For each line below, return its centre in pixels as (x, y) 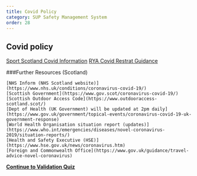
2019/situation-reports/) (38, 135)
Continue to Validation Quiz (41, 167)
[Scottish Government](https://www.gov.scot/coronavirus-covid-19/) (92, 94)
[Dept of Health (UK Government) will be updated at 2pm (78, 109)
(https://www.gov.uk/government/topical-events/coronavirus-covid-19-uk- (99, 114)
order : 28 (18, 23)
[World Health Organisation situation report (63, 125)
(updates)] (136, 125)
